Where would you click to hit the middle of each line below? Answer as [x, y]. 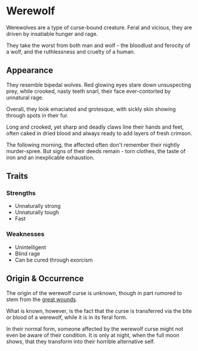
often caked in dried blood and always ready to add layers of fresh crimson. [99, 133]
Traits [17, 176]
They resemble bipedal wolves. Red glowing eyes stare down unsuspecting [99, 85]
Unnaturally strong [38, 206]
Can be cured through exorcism [54, 260]
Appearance [30, 71]
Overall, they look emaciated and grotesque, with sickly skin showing [91, 109]
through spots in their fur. [37, 115]
